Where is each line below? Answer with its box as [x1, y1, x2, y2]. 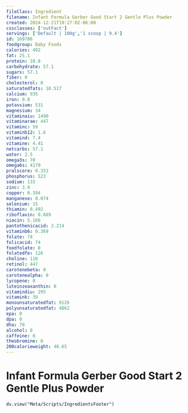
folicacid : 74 [6, 239, 41, 245]
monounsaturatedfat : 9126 [6, 300, 70, 306]
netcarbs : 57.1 [6, 146, 44, 152]
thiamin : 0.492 [6, 206, 44, 213]
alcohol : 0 [6, 327, 33, 333]
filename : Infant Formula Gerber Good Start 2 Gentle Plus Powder [6, 14, 173, 20]
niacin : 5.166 [6, 217, 41, 223]
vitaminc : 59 [6, 124, 38, 130]
